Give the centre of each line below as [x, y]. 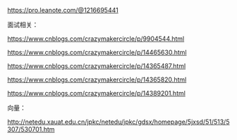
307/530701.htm [31, 129]
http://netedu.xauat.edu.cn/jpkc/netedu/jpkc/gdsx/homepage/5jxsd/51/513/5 [119, 122]
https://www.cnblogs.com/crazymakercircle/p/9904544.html [96, 39]
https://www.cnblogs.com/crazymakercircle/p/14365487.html [97, 66]
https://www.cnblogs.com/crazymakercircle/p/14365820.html [97, 79]
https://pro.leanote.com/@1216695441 [63, 10]
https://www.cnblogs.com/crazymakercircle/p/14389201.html [96, 93]
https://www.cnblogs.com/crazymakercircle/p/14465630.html [97, 52]
